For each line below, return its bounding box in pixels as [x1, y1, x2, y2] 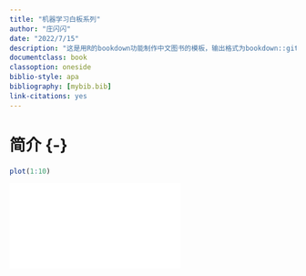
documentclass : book [9, 53, 88, 63]
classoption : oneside [9, 63, 92, 72]
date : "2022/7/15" [9, 34, 79, 43]
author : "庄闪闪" [9, 24, 71, 34]
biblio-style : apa [9, 73, 79, 82]
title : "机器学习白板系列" [9, 15, 101, 24]
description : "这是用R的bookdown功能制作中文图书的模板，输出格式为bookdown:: [9, 44, 287, 53]
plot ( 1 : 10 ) [9, 167, 51, 176]
